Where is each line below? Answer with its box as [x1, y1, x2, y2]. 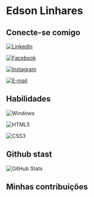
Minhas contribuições [6, 182, 88, 192]
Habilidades [6, 94, 51, 104]
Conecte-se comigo [6, 28, 80, 38]
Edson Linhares [6, 4, 83, 18]
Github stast [6, 150, 52, 159]
